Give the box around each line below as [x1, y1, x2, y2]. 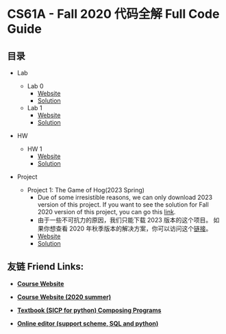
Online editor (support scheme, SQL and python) [16, 319, 159, 327]
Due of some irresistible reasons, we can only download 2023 [37, 193, 213, 201]
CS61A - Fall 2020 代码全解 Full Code [7, 6, 220, 22]
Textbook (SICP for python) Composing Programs [16, 306, 162, 314]
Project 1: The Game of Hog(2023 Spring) [27, 186, 145, 194]
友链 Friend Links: [7, 261, 84, 272]
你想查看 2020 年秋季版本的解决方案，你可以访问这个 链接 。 [43, 224, 212, 233]
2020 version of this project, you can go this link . [37, 208, 176, 216]
